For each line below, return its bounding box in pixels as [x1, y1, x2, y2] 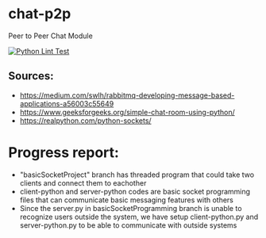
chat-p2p [8, 5, 71, 23]
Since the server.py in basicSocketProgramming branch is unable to [19, 203, 242, 213]
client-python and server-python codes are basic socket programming [19, 186, 251, 196]
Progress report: [8, 144, 119, 161]
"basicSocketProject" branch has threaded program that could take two [19, 170, 255, 179]
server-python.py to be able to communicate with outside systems [19, 220, 237, 230]
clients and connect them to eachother [19, 178, 147, 187]
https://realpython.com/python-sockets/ [19, 116, 152, 125]
